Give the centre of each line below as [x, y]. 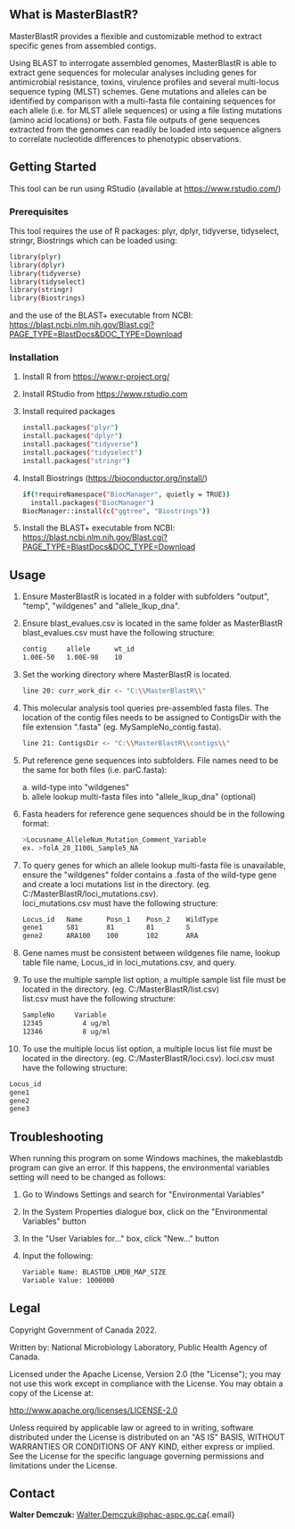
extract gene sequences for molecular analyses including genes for [133, 72]
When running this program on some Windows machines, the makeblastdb [146, 1159]
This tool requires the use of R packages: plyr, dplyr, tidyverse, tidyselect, [144, 230]
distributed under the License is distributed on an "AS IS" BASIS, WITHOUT [147, 1437]
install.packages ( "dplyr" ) [72, 436]
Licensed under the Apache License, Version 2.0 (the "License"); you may [145, 1374]
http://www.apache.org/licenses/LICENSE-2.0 [94, 1410]
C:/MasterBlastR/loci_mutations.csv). [90, 893]
